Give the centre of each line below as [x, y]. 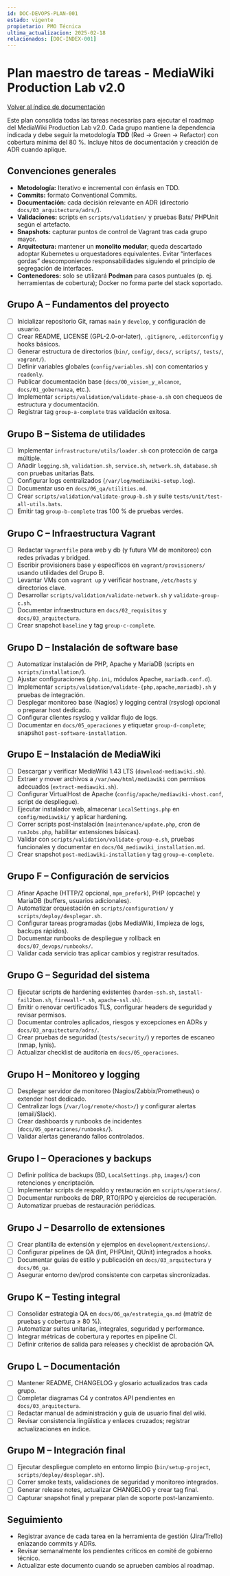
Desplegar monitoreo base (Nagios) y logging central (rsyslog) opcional [118, 702]
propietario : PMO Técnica [44, 26]
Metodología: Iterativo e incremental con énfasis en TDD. [99, 187]
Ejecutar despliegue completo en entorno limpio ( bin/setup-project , [114, 1467]
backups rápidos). [43, 931]
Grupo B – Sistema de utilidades [76, 434]
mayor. [27, 239]
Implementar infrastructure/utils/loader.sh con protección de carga [117, 450]
